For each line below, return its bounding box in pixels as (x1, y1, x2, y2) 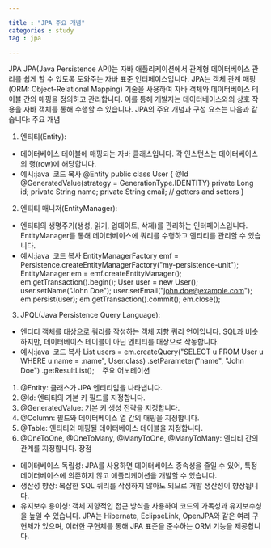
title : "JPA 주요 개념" (8, 19, 86, 27)
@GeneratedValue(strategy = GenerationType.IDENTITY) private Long (19, 179, 254, 188)
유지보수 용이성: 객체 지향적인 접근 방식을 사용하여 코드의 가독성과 (19, 501, 228, 511)
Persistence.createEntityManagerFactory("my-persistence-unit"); (19, 260, 239, 270)
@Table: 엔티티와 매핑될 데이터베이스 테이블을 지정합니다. (19, 424, 204, 433)
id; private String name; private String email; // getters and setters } (19, 187, 244, 196)
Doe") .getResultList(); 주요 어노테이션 (19, 365, 150, 376)
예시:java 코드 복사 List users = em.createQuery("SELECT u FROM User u (19, 347, 264, 356)
